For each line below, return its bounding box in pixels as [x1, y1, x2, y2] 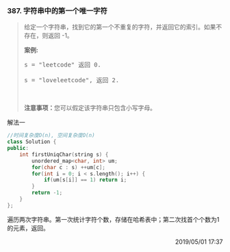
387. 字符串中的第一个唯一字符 [7, 5, 107, 15]
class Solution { [7, 138, 57, 145]
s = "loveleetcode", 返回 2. [23, 77, 120, 84]
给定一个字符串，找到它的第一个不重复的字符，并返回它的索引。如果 [23, 23, 216, 32]
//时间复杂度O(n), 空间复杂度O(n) [7, 132, 95, 139]
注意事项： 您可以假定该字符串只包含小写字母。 [23, 104, 156, 112]
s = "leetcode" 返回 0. [23, 61, 101, 69]
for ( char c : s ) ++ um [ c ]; [31, 164, 106, 171]
